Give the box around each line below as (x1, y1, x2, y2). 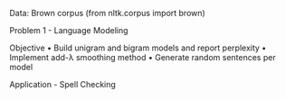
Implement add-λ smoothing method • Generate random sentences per (9, 52, 276, 62)
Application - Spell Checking (9, 79, 116, 89)
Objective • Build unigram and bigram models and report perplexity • (9, 42, 267, 53)
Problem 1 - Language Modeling (9, 25, 128, 35)
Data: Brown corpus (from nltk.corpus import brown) (9, 8, 205, 18)
